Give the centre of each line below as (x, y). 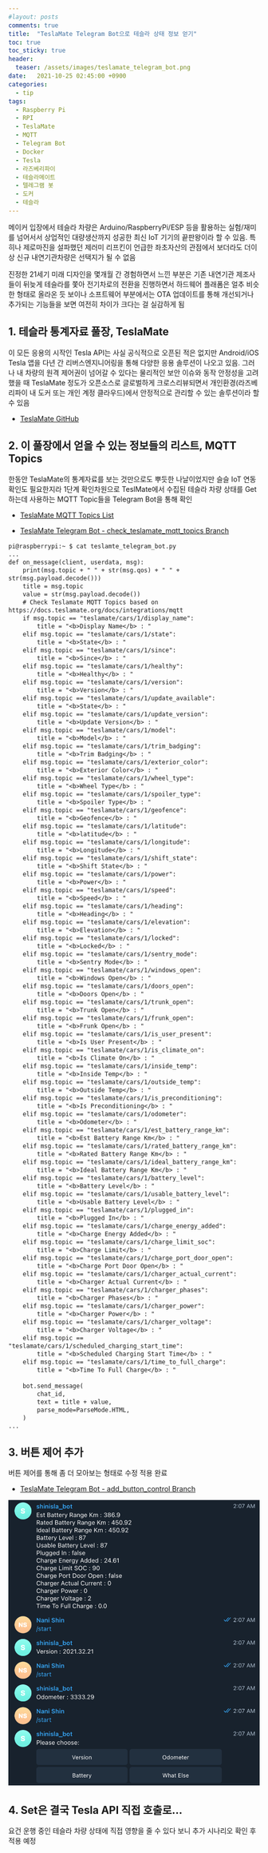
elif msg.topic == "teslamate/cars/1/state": (100, 634)
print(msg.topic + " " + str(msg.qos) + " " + (101, 570)
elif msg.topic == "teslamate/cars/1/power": (100, 874)
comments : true (33, 25)
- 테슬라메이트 (35, 177)
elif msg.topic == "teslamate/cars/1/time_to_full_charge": (124, 1362)
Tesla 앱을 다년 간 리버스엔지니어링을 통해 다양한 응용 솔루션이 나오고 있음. (124, 362)
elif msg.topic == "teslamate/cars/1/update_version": (116, 714)
